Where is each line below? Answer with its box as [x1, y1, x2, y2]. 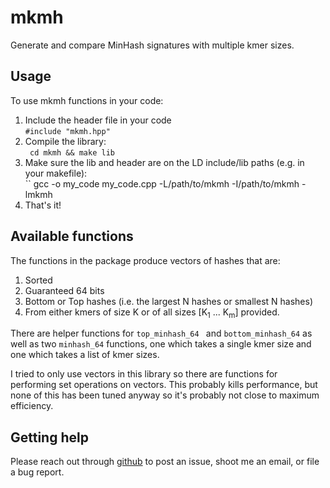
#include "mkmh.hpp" [24, 126, 111, 136]
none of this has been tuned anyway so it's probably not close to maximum [10, 389, 320, 401]
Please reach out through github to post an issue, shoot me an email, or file [10, 456, 320, 468]
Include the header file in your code [24, 114, 172, 126]
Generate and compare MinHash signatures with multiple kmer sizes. [10, 39, 295, 51]
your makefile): [24, 167, 88, 179]
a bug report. [10, 466, 65, 478]
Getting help [10, 429, 89, 446]
